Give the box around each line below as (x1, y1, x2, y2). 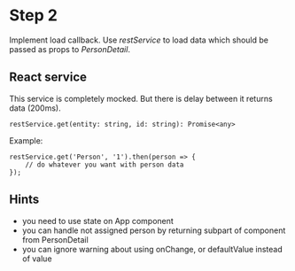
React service (9, 70, 87, 85)
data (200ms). (9, 103, 61, 113)
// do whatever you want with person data (25, 160, 184, 169)
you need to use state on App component (21, 215, 175, 226)
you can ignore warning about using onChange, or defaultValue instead (21, 244, 283, 254)
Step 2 (9, 5, 58, 26)
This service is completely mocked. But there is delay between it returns (9, 93, 273, 104)
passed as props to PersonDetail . (9, 43, 131, 54)
